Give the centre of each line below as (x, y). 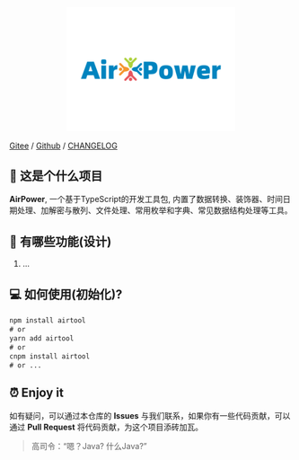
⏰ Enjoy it (37, 393)
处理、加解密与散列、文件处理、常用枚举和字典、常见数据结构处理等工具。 (154, 210)
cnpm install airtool (50, 357)
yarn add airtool (42, 339)
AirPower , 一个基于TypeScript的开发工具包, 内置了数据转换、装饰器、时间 (146, 199)
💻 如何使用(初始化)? (66, 294)
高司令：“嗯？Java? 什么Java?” (89, 446)
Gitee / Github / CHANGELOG (64, 146)
